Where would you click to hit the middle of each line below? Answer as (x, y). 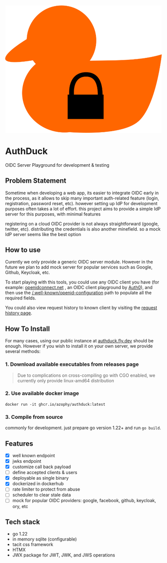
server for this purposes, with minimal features (53, 214)
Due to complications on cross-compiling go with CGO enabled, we (86, 375)
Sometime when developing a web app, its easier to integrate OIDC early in (82, 193)
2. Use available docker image (42, 393)
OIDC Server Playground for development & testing (57, 165)
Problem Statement (36, 181)
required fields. (21, 298)
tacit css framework (33, 545)
